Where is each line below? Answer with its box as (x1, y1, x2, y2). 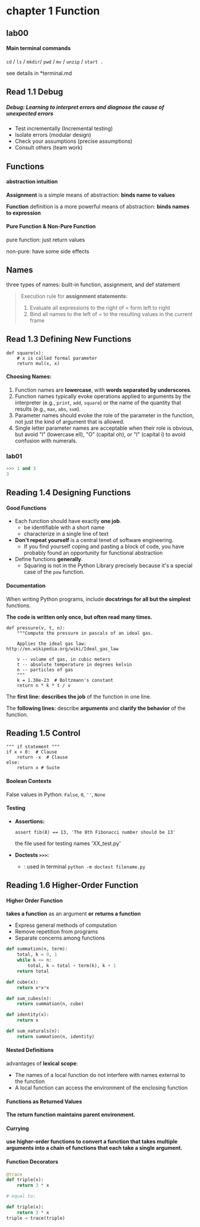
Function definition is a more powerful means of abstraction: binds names (6, 203, 190, 210)
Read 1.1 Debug (6, 87, 64, 97)
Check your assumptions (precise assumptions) (14, 137, 133, 145)
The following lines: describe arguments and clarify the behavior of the (6, 704, 186, 712)
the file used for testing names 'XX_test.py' (14, 840, 121, 847)
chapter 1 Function (6, 4, 100, 18)
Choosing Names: (6, 373, 52, 380)
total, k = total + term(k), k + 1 (27, 963, 116, 969)
